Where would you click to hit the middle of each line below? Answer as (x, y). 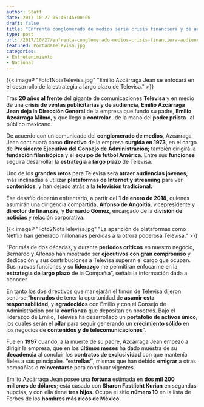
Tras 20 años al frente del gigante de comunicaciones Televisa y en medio (100, 98)
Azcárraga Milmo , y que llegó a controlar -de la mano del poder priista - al (100, 117)
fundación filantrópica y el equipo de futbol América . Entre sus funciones (101, 155)
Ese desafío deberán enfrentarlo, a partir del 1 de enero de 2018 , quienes (98, 198)
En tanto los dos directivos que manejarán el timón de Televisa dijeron (94, 291)
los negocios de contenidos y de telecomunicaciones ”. (76, 330)
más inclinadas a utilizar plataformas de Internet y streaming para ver (95, 180)
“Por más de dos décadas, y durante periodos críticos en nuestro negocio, (100, 247)
